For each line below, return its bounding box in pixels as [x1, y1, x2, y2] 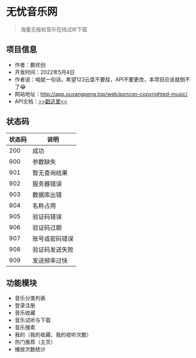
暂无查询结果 [32, 168, 68, 177]
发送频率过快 [32, 256, 68, 264]
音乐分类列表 [14, 295, 46, 302]
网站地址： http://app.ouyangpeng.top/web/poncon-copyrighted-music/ [14, 90, 188, 97]
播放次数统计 [14, 346, 46, 353]
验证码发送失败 [32, 245, 74, 253]
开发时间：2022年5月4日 [14, 68, 75, 75]
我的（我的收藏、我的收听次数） [14, 331, 92, 338]
